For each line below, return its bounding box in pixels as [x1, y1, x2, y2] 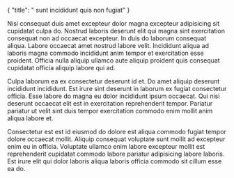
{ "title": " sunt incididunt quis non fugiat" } [7, 6, 130, 14]
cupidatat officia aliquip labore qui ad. [7, 64, 116, 72]
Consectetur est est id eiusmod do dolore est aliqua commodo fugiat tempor [7, 128, 226, 136]
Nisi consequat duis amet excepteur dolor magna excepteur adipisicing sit [7, 19, 220, 27]
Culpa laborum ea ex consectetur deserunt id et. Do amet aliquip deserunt [7, 77, 220, 86]
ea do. [7, 165, 26, 172]
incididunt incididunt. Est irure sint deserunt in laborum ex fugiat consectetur [7, 85, 227, 92]
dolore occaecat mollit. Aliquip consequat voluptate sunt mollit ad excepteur [7, 135, 226, 143]
